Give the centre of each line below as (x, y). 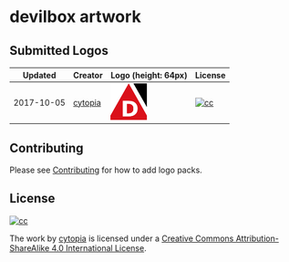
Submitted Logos (59, 51)
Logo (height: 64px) (149, 75)
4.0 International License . (99, 247)
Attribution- (258, 238)
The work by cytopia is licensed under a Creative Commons (122, 238)
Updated (39, 75)
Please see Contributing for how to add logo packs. (106, 170)
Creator (88, 75)
